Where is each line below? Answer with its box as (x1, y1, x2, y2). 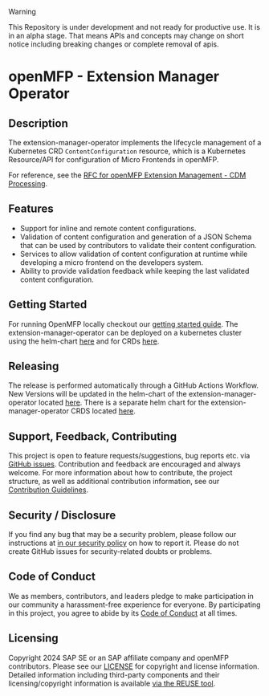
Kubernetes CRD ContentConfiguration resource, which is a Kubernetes (8, 146, 247, 156)
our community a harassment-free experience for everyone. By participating (8, 600, 261, 609)
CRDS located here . (71, 406, 137, 416)
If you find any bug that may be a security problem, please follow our (8, 530, 237, 539)
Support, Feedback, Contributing (8, 429, 177, 443)
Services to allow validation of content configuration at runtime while (19, 249, 248, 258)
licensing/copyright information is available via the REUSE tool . (8, 678, 216, 688)
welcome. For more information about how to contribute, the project (8, 468, 233, 478)
